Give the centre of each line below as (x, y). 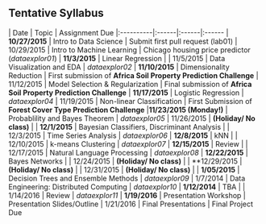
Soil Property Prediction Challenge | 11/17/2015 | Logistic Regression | (126, 93)
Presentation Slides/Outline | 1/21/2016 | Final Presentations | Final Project (131, 204)
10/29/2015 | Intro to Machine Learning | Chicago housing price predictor (130, 50)
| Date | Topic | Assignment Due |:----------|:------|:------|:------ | (118, 32)
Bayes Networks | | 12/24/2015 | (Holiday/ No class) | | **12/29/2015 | (125, 161)
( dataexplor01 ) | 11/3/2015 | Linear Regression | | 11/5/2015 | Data (117, 58)
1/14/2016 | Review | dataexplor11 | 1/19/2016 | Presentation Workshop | (127, 195)
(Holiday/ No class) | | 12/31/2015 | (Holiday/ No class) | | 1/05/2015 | (124, 169)
